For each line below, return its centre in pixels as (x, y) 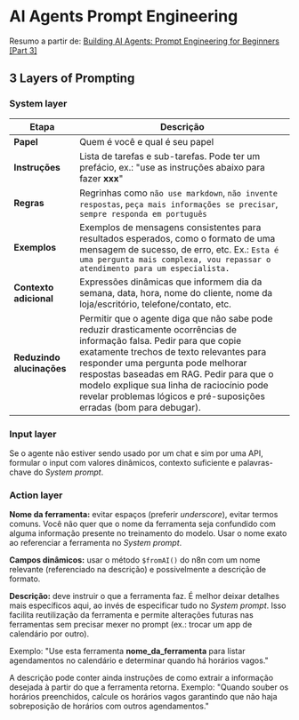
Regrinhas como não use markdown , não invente (179, 193)
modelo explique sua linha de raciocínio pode (174, 385)
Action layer (36, 495)
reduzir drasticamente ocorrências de (158, 329)
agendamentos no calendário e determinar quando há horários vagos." (139, 660)
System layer (38, 104)
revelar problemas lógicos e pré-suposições (172, 396)
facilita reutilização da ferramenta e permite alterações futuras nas (131, 615)
